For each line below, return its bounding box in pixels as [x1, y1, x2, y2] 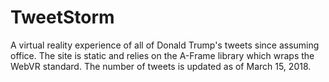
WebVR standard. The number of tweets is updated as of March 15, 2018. [10, 60, 312, 72]
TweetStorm [10, 6, 115, 29]
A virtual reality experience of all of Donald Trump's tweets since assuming [10, 39, 320, 51]
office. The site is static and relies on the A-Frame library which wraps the [10, 49, 315, 61]
